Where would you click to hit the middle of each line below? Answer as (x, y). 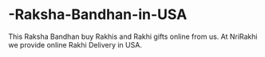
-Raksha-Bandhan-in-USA (98, 15)
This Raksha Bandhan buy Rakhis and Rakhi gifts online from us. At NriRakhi (133, 36)
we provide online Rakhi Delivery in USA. (75, 44)
